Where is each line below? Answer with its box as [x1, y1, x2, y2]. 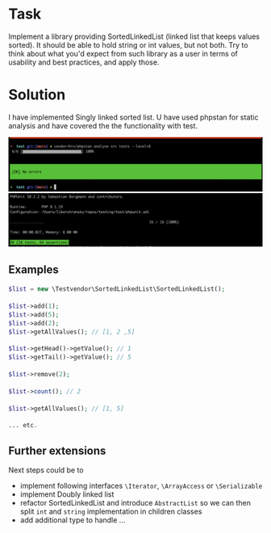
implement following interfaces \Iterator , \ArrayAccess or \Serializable [19, 481, 263, 490]
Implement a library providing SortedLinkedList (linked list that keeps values [8, 31, 261, 41]
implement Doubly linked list [19, 489, 115, 499]
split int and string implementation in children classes [19, 506, 202, 516]
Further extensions [8, 443, 106, 457]
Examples [8, 262, 59, 276]
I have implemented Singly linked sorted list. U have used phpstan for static [8, 112, 259, 122]
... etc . [8, 422, 38, 430]
